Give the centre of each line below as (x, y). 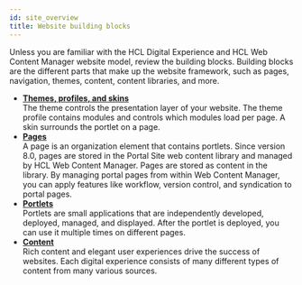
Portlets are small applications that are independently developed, (143, 213)
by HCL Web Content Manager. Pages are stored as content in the (145, 165)
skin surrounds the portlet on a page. (91, 126)
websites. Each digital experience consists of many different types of (151, 261)
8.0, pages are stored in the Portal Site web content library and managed (157, 155)
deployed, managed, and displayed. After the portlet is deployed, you (151, 223)
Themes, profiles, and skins (75, 98)
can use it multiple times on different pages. (104, 232)
